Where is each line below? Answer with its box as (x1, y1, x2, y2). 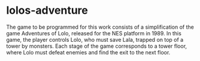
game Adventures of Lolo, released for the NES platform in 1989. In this (6, 29, 181, 36)
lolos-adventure (6, 4, 88, 17)
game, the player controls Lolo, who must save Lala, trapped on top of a (6, 36, 184, 43)
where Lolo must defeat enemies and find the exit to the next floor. (6, 48, 171, 56)
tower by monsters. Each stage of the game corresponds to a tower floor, (6, 42, 187, 50)
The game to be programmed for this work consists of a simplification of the (6, 23, 195, 30)
